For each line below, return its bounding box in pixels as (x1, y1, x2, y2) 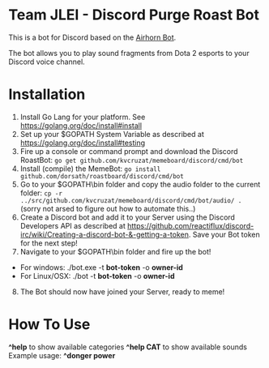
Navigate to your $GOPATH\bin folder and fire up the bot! (19, 246, 211, 256)
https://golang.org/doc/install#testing (19, 138, 146, 148)
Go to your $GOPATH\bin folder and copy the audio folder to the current (19, 179, 261, 189)
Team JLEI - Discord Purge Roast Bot (8, 6, 260, 24)
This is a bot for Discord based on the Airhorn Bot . (8, 32, 177, 42)
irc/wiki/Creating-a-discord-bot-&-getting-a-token (19, 229, 189, 239)
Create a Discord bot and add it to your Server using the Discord (19, 212, 235, 222)
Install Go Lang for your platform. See (19, 112, 146, 122)
